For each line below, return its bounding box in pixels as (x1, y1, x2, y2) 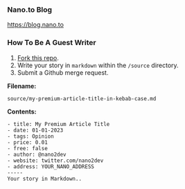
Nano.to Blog (7, 5, 53, 15)
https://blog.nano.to (7, 21, 64, 29)
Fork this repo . (17, 53, 59, 62)
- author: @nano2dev (7, 151, 67, 158)
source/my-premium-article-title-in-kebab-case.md (7, 95, 157, 102)
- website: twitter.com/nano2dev (7, 157, 104, 164)
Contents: (7, 107, 37, 116)
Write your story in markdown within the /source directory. (17, 61, 179, 69)
